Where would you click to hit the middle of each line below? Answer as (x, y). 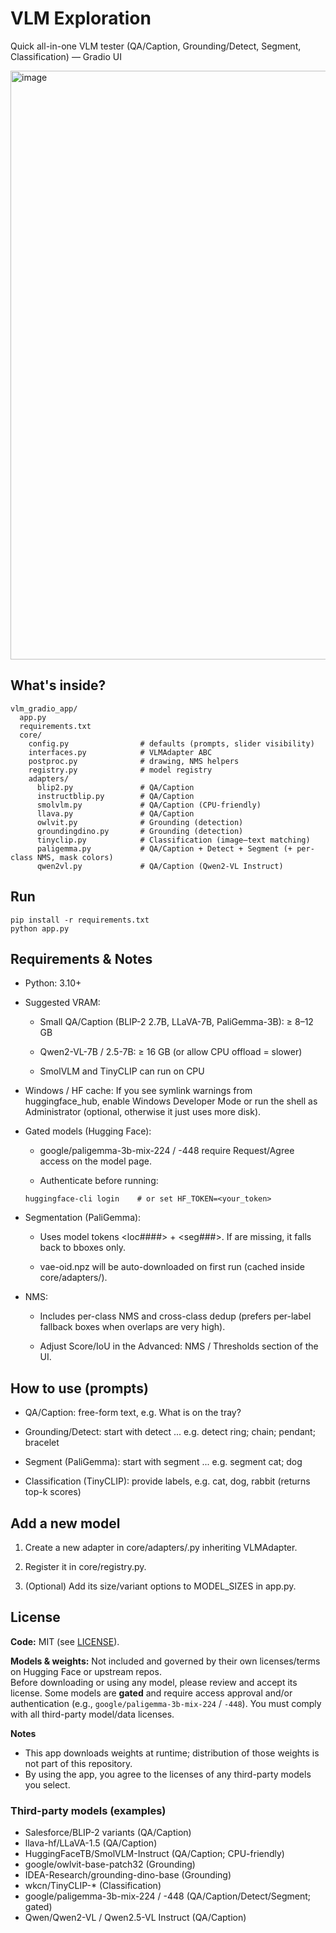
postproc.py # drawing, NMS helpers (134, 761)
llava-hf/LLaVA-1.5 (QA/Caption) (91, 1843)
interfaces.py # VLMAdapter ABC (120, 752)
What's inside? (58, 685)
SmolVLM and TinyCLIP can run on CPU (122, 1071)
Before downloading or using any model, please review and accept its (154, 1682)
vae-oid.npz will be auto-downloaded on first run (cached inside (172, 1267)
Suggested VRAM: (62, 1003)
